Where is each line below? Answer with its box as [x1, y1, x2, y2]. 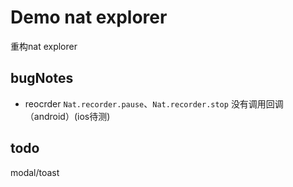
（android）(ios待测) [24, 110, 111, 122]
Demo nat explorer [10, 6, 168, 29]
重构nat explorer [10, 40, 78, 52]
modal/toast [10, 166, 60, 178]
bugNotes [10, 70, 74, 87]
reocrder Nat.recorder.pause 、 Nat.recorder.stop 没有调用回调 [24, 97, 284, 110]
